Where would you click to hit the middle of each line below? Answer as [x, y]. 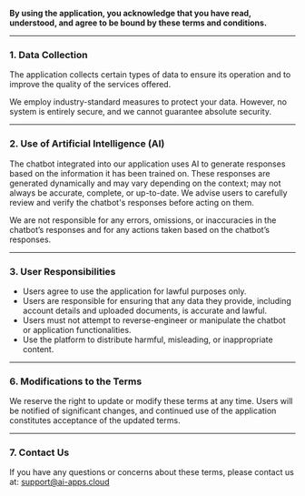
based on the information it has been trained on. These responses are [140, 173]
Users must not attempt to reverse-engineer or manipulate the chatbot [154, 320]
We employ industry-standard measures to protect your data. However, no [148, 102]
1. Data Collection [49, 55]
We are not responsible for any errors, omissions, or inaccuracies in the [143, 220]
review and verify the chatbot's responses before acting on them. [132, 202]
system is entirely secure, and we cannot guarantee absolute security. [141, 112]
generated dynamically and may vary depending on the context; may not [145, 183]
